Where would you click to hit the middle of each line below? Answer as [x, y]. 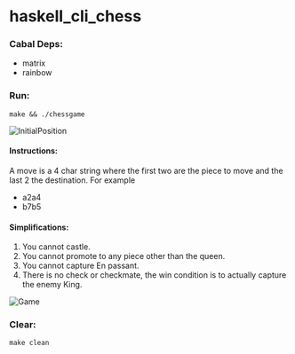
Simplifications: [39, 227]
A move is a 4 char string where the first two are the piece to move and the [146, 170]
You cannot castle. [56, 247]
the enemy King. [52, 285]
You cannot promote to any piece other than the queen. [124, 256]
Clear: [23, 325]
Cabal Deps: [36, 44]
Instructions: [34, 151]
